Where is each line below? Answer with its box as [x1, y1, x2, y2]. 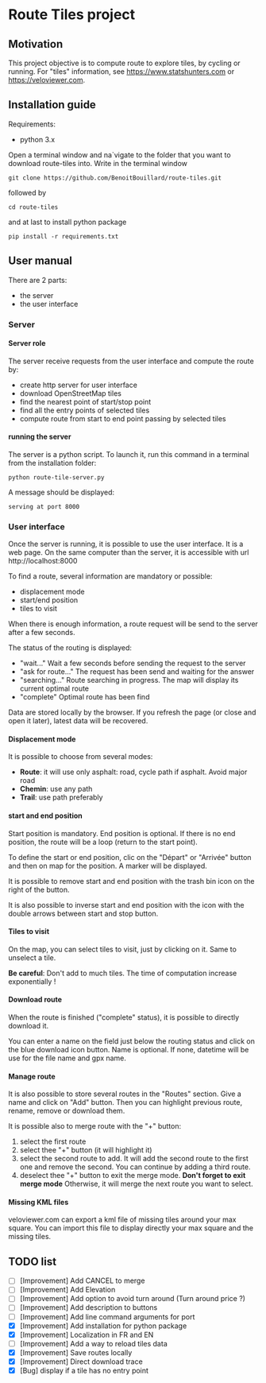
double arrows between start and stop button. [8, 908, 159, 918]
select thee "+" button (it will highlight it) [19, 1145, 152, 1155]
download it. [8, 1021, 49, 1031]
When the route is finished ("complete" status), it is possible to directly [8, 1013, 240, 1022]
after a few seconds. [8, 628, 75, 637]
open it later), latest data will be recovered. [8, 716, 148, 726]
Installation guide [8, 98, 97, 112]
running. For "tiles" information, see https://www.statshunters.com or [8, 67, 235, 76]
